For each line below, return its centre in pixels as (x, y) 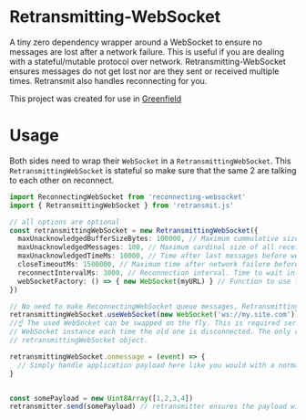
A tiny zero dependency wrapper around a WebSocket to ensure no (136, 42)
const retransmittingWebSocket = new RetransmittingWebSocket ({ (134, 230)
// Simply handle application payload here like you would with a (146, 365)
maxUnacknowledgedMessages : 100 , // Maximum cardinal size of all (146, 247)
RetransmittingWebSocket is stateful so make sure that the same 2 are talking (153, 170)
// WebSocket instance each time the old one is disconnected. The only (150, 332)
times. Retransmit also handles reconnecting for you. (108, 80)
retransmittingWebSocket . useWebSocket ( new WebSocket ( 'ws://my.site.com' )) (154, 315)
